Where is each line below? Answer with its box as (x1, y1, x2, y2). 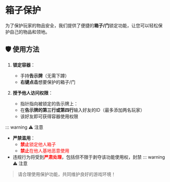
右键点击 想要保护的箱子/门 (20, 79, 76, 85)
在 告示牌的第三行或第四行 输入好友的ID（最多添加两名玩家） (20, 107, 145, 113)
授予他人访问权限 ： (12, 89, 53, 96)
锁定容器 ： (12, 62, 36, 68)
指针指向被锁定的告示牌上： (20, 100, 79, 107)
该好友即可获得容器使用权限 (20, 113, 79, 119)
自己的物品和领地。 (9, 28, 50, 35)
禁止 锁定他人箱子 (20, 141, 56, 147)
